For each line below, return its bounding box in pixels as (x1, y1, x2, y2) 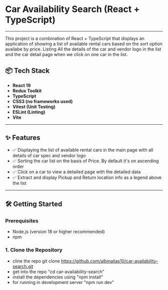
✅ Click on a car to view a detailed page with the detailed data (12, 169, 141, 175)
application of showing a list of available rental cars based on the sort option (5, 41, 162, 47)
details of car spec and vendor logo (12, 152, 86, 158)
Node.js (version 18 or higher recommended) (12, 229, 105, 235)
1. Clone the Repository (5, 246, 62, 253)
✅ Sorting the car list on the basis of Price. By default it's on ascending (12, 158, 159, 164)
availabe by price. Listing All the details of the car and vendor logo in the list (5, 46, 161, 52)
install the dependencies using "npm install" (12, 274, 103, 280)
